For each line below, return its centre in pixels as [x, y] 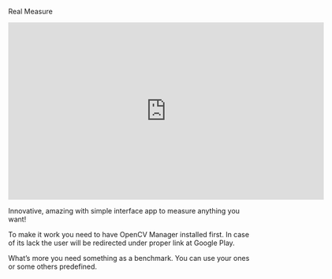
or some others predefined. [52, 266]
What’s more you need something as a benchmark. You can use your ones [129, 258]
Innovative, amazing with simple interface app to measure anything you [124, 211]
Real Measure [30, 11]
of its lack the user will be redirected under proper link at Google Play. [121, 243]
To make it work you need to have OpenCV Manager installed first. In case [129, 234]
